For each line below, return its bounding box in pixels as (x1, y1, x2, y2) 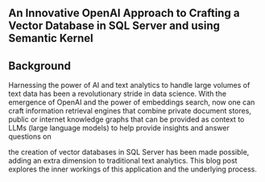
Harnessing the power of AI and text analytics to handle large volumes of (8, 81, 251, 90)
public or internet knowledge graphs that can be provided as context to (8, 114, 245, 124)
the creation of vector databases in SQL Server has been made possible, (8, 147, 250, 157)
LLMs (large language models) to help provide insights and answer (8, 123, 230, 133)
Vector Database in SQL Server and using (8, 19, 220, 33)
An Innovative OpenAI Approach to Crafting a (8, 6, 240, 20)
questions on (8, 132, 52, 142)
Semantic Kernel (8, 31, 94, 45)
